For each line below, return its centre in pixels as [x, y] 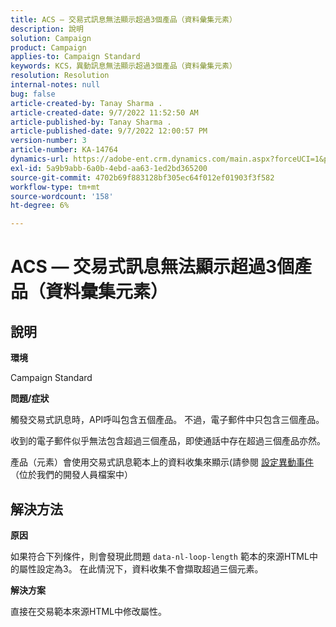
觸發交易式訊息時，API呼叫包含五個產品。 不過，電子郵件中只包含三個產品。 [167, 420]
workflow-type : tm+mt [55, 187]
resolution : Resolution [60, 76]
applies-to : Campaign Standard [75, 57]
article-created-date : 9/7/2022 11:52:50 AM [104, 112]
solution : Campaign [51, 38]
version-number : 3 [48, 141]
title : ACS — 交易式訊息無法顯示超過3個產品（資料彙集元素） [123, 19]
